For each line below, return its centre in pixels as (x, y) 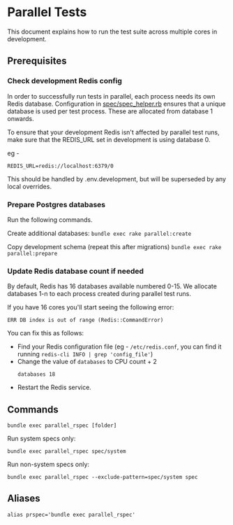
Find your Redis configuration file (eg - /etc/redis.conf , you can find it (119, 346)
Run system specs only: (42, 439)
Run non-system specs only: (48, 464)
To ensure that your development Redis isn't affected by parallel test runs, (113, 132)
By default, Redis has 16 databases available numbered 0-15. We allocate (112, 286)
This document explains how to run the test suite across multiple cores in (112, 31)
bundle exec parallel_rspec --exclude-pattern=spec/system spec (103, 477)
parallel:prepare (32, 253)
